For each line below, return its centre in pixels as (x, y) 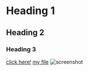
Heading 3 (21, 49)
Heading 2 (25, 33)
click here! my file (28, 62)
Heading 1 (31, 11)
